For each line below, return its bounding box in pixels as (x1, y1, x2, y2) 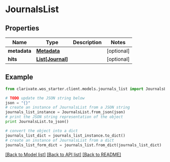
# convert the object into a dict (5, 128, 78, 133)
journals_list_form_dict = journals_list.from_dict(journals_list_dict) (5, 142, 162, 148)
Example (5, 73, 33, 82)
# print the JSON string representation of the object (5, 114, 123, 120)
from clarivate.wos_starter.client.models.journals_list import (5, 86, 144, 91)
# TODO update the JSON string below (5, 95, 85, 101)
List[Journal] (36, 56, 68, 62)
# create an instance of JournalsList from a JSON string (5, 105, 130, 110)
